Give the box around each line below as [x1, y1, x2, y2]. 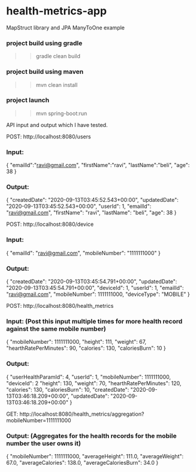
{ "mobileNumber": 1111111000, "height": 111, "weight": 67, [6, 338, 147, 346]
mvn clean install [35, 81, 78, 88]
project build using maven [6, 68, 84, 76]
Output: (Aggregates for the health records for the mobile [6, 431, 177, 440]
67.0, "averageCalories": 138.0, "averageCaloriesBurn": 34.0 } [6, 459, 159, 466]
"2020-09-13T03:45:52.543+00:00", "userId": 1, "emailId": [6, 202, 152, 210]
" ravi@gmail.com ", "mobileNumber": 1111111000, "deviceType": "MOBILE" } [6, 291, 190, 298]
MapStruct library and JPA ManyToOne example [6, 24, 125, 31]
